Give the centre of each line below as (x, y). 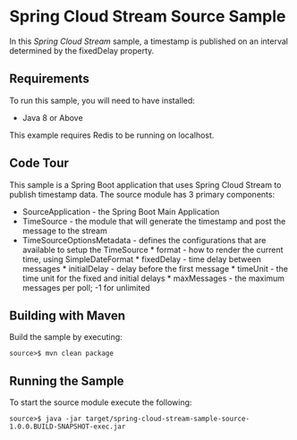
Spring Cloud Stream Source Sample (148, 17)
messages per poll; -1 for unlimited (86, 287)
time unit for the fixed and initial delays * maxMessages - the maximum (153, 278)
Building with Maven (68, 315)
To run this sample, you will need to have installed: (102, 100)
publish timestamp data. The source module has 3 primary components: (142, 194)
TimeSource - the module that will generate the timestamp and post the (154, 221)
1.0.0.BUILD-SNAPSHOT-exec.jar (68, 427)
